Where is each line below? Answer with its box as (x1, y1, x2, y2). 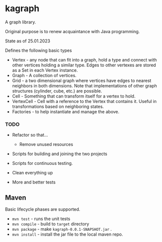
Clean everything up (12, 170, 53, 176)
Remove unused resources (19, 141, 73, 147)
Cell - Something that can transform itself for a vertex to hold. (12, 93, 136, 99)
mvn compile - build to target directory (12, 221, 90, 227)
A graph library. (5, 19, 36, 25)
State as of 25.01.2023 (5, 38, 50, 44)
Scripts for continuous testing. (12, 161, 73, 166)
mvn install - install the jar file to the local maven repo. (12, 231, 123, 237)
